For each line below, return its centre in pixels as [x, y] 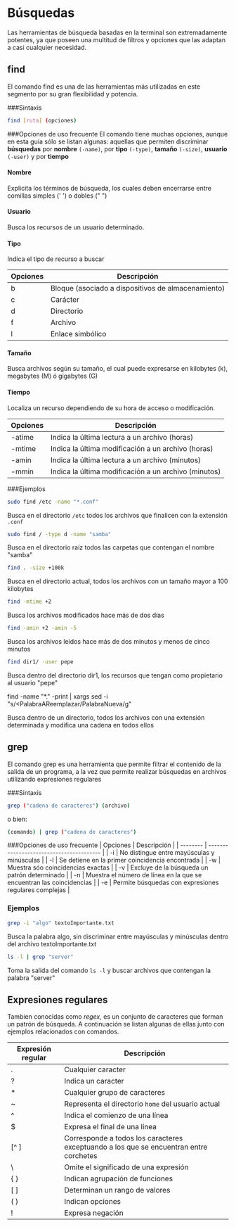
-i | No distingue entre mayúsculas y [162, 853]
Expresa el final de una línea [110, 1127]
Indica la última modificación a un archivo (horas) [132, 448]
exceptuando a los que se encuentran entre [136, 1147]
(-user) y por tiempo [38, 156]
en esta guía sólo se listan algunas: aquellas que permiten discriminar [108, 141]
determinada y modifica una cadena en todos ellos [81, 725]
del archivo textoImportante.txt [52, 943]
